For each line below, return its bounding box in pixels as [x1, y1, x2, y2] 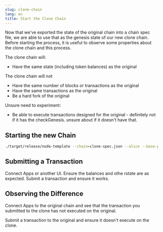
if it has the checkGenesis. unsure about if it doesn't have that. [12, 117, 137, 123]
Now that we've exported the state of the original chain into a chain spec [5, 30, 150, 36]
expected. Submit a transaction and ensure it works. [5, 176, 109, 181]
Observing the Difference [5, 190, 83, 198]
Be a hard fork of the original [12, 93, 69, 99]
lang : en [5, 12, 23, 17]
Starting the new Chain [5, 131, 76, 139]
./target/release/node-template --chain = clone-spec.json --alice [5, 144, 140, 149]
